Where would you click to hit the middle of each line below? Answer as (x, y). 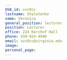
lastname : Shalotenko (27, 14)
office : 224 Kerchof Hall (31, 32)
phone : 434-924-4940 (26, 37)
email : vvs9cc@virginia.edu (34, 41)
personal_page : (21, 50)
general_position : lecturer (34, 23)
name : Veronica (21, 18)
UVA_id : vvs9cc (21, 9)
